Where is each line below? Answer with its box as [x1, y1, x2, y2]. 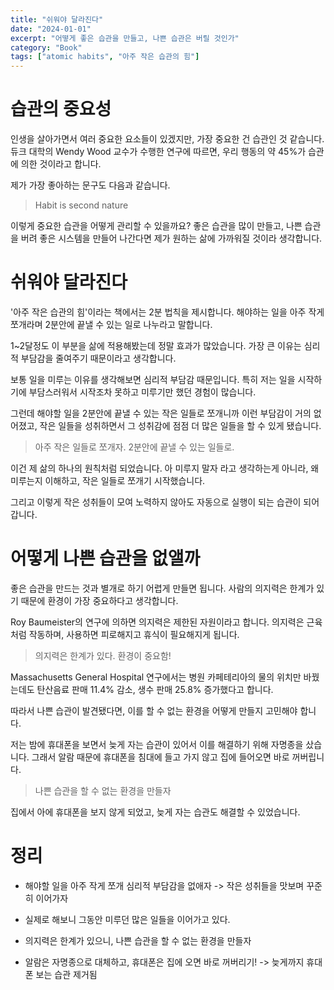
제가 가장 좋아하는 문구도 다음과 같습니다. [10, 179, 171, 191]
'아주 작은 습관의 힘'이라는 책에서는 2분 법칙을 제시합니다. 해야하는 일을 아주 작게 [10, 306, 325, 318]
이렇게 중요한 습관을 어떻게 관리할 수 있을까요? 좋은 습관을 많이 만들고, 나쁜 [10, 220, 303, 232]
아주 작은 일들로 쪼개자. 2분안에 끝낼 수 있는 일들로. [34, 441, 235, 453]
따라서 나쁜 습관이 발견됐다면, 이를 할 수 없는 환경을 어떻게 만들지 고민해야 [10, 704, 298, 716]
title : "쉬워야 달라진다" [10, 14, 104, 25]
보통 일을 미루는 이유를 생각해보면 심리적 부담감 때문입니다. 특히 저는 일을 [10, 374, 296, 385]
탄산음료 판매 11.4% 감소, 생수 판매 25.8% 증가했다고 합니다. [36, 683, 274, 695]
